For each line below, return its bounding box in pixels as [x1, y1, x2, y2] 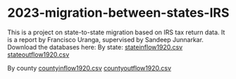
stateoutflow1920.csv [7, 50, 70, 59]
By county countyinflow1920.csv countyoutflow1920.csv [7, 64, 171, 72]
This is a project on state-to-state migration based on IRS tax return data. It [7, 28, 225, 36]
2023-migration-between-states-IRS [7, 5, 230, 21]
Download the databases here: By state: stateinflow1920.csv [7, 43, 183, 51]
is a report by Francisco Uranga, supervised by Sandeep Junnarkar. [7, 35, 204, 43]
